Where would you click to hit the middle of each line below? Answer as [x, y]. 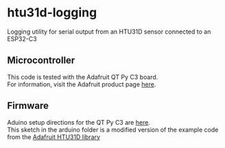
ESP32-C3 [22, 38]
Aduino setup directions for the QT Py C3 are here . [79, 122]
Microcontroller [41, 61]
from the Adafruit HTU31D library [54, 137]
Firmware [28, 106]
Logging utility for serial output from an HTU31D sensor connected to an [109, 32]
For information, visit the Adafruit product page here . [82, 84]
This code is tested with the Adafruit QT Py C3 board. [83, 77]
